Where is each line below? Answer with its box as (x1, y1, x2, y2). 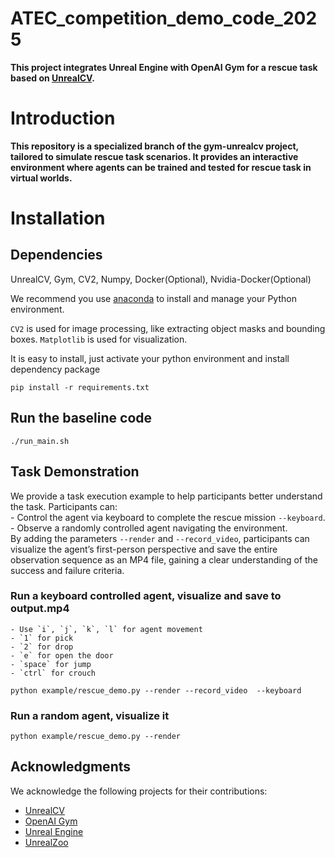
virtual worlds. (10, 172, 73, 184)
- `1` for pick (10, 633, 74, 643)
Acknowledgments (10, 758, 132, 776)
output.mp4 (10, 602, 70, 616)
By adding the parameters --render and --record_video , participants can (10, 532, 310, 544)
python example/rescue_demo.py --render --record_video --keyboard (10, 685, 302, 696)
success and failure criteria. (10, 564, 125, 576)
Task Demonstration (10, 463, 140, 481)
